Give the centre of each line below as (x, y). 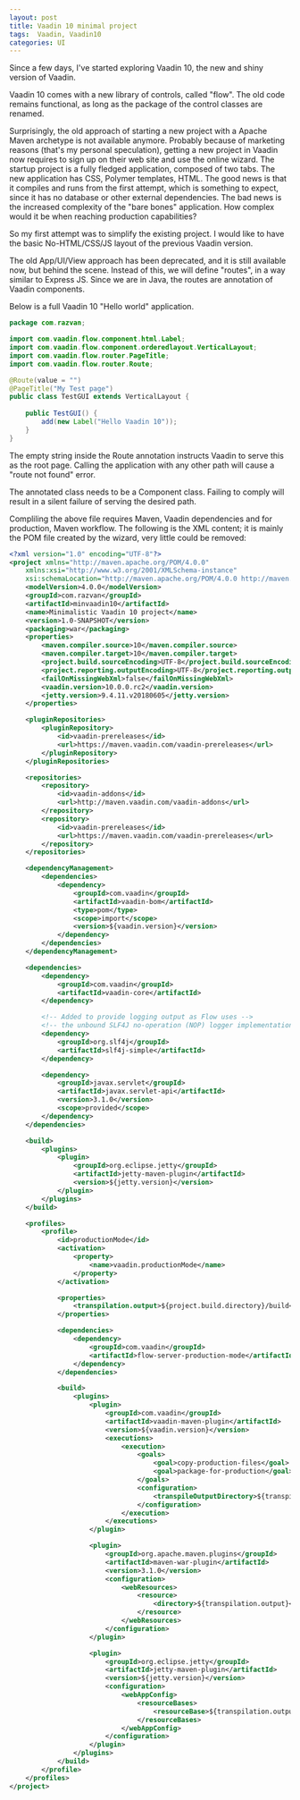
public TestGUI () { (62, 414)
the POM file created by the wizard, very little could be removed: (128, 537)
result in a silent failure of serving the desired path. (103, 501)
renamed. (27, 114)
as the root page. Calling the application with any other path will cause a (142, 465)
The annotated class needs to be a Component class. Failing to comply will (147, 492)
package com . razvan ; (48, 323)
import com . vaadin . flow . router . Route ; (81, 364)
